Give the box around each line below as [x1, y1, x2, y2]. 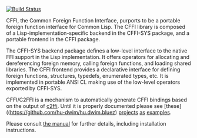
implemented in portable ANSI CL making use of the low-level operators [6, 78, 181, 86]
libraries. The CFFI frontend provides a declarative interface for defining [6, 66, 181, 73]
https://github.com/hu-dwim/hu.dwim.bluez [9, 109, 116, 116]
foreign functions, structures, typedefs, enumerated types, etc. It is [6, 73, 169, 79]
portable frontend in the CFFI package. [6, 36, 101, 42]
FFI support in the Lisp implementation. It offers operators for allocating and [6, 54, 190, 60]
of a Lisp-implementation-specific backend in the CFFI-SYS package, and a [6, 29, 190, 37]
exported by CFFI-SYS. [6, 85, 62, 91]
